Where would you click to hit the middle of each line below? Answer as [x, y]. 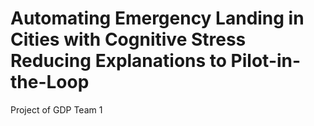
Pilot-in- [266, 61]
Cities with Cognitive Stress [128, 39]
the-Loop [50, 82]
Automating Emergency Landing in [157, 18]
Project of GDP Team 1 [56, 109]
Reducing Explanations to [118, 61]
